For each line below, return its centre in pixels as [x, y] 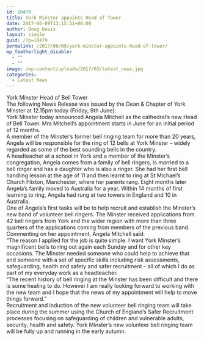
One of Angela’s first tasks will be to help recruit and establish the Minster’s [101, 208]
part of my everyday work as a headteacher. [62, 273]
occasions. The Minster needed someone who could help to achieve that [98, 254]
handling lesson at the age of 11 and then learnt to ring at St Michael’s [93, 175]
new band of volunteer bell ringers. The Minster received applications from [100, 215]
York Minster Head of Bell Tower [47, 98]
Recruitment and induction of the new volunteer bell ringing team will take [99, 306]
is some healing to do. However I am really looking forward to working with [100, 286]
